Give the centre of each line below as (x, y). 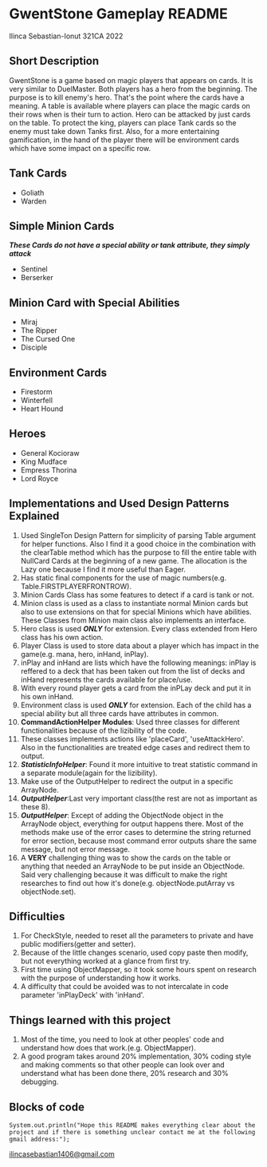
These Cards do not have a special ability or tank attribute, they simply (130, 245)
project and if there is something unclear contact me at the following (132, 1133)
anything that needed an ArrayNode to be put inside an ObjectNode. (133, 866)
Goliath (32, 192)
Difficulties (37, 917)
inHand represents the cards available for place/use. (107, 679)
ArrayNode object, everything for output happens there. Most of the (132, 824)
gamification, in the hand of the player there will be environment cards (124, 140)
